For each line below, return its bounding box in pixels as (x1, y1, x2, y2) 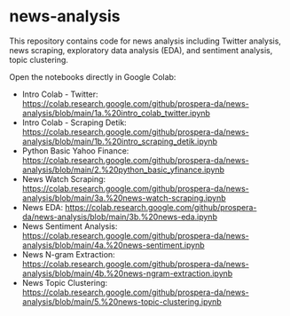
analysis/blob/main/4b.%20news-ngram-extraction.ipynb (21, 268, 233, 279)
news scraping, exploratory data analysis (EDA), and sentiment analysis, (9, 44, 273, 55)
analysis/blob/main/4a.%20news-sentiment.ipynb (21, 240, 206, 250)
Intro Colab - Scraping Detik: (21, 117, 127, 128)
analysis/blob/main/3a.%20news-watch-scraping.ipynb (21, 193, 226, 203)
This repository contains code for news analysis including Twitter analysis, (9, 36, 282, 46)
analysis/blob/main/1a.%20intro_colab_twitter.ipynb (21, 107, 211, 118)
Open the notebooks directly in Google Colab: (9, 71, 176, 82)
